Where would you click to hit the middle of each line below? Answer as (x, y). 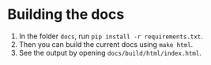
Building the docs (66, 14)
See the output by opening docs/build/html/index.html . (110, 52)
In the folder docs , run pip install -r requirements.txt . (111, 36)
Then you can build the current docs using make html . (106, 44)
